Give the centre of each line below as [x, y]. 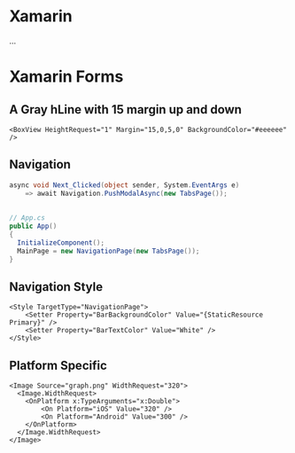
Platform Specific [58, 365]
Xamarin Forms [66, 77]
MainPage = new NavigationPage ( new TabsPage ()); [109, 251]
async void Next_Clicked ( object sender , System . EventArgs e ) [124, 185]
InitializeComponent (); [61, 242]
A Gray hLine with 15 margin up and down [125, 109]
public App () [33, 226]
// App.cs [27, 218]
